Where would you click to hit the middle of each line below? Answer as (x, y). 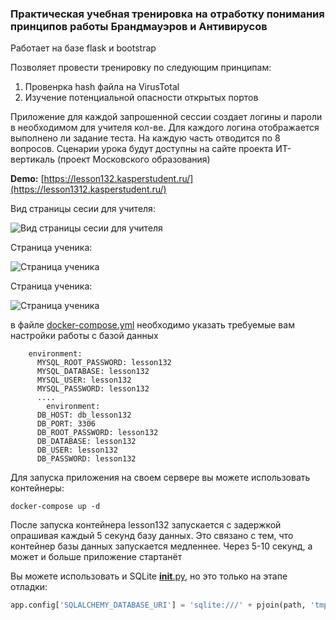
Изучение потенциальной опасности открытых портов (141, 98)
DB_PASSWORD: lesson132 (86, 459)
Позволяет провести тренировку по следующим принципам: (141, 68)
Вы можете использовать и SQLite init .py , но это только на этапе (149, 576)
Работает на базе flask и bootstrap (83, 48)
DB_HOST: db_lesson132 (84, 415)
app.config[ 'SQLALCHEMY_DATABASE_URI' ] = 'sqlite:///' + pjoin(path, (158, 605)
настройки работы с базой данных (84, 336)
